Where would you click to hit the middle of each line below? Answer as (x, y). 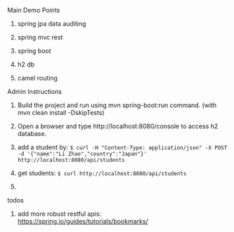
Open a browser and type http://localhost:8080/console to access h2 (118, 126)
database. (32, 134)
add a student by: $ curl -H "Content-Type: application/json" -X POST (122, 147)
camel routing (38, 78)
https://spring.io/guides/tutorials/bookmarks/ (83, 221)
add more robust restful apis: (59, 214)
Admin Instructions (34, 91)
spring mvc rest (40, 37)
